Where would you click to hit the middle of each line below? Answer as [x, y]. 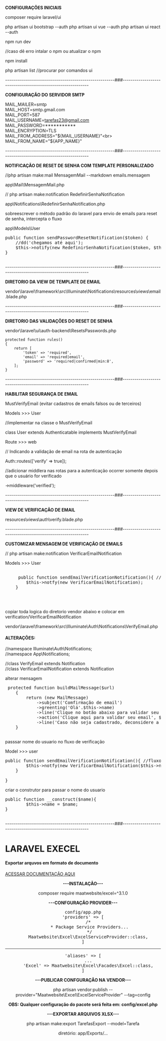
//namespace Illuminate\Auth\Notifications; [49, 649]
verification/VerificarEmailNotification [43, 617]
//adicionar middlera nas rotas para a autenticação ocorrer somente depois [82, 471]
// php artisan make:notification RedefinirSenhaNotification [65, 194]
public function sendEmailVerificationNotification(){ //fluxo [83, 761]
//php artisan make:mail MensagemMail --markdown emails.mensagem [78, 175]
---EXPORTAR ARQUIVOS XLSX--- [83, 1014]
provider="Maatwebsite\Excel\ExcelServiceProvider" [69, 995]
